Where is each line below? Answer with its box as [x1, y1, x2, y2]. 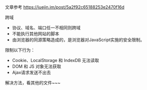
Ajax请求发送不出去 [12, 70, 51, 75]
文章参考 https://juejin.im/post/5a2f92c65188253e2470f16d [5, 4, 125, 10]
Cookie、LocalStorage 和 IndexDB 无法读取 [12, 58, 99, 63]
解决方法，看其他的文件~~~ [5, 80, 61, 86]
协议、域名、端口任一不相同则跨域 [12, 25, 81, 30]
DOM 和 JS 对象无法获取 [12, 63, 62, 69]
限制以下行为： [5, 47, 35, 53]
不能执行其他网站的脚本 [12, 31, 59, 36]
